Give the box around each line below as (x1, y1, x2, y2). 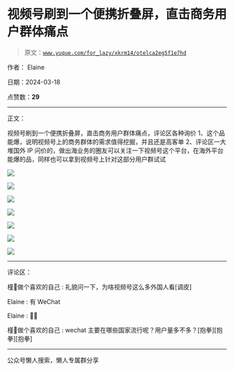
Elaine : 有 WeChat (7, 297, 61, 305)
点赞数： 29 (7, 92, 40, 101)
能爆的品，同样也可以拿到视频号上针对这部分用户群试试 (7, 155, 166, 163)
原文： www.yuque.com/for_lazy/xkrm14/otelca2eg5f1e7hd (24, 48, 187, 56)
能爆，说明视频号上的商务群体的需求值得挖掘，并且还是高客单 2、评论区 (7, 137, 214, 146)
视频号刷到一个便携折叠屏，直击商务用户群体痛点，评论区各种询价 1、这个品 (7, 128, 225, 137)
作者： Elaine (7, 63, 45, 71)
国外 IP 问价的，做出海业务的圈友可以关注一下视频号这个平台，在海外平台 (13, 146, 224, 154)
